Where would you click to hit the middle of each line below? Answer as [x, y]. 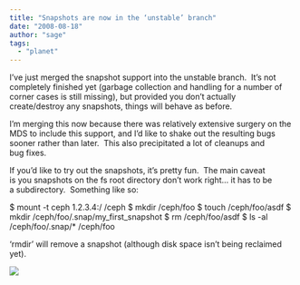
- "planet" [38, 52]
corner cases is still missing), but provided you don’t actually [123, 97]
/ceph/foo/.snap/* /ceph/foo [62, 227]
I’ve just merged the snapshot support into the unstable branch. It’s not [143, 77]
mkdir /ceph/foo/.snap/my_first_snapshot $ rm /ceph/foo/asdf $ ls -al [139, 217]
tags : [19, 43]
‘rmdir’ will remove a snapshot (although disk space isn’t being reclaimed [146, 244]
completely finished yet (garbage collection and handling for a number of [146, 87]
